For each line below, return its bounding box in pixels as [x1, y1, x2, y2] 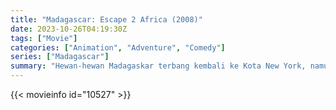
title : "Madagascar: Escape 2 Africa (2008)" [10, 14, 203, 25]
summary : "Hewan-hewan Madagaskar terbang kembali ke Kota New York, [10, 61, 307, 71]
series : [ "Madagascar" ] [10, 52, 110, 62]
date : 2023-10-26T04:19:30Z [10, 24, 128, 34]
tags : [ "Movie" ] [10, 33, 78, 43]
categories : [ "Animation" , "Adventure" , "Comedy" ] [10, 42, 226, 53]
